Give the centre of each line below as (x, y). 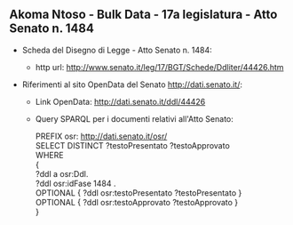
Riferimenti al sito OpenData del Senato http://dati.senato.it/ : (132, 84)
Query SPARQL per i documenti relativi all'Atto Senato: (134, 118)
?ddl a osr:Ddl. (62, 173)
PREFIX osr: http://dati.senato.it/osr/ (101, 136)
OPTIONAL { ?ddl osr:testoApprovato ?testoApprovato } (137, 202)
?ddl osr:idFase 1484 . (75, 183)
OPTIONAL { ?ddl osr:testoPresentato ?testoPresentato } (139, 193)
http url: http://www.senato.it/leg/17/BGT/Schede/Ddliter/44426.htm (159, 67)
